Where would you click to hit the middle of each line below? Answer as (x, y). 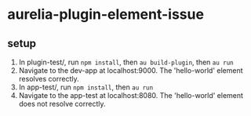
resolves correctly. (49, 79)
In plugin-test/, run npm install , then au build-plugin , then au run (126, 62)
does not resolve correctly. (62, 104)
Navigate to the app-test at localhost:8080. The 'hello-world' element (131, 95)
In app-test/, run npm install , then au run (86, 87)
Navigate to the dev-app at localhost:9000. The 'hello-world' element (131, 71)
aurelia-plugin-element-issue (106, 14)
